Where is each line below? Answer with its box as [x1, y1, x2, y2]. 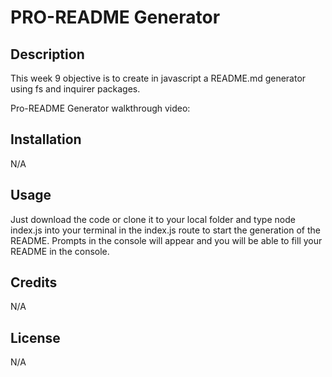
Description [10, 46, 85, 63]
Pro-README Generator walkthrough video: [10, 102, 191, 114]
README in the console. [10, 245, 110, 257]
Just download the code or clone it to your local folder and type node [10, 213, 296, 225]
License [10, 329, 61, 346]
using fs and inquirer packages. [10, 83, 141, 95]
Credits [10, 274, 58, 291]
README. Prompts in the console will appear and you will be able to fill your [10, 234, 323, 246]
